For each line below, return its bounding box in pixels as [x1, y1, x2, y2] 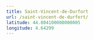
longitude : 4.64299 [6, 25, 54, 31]
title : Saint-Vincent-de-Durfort [6, 8, 89, 15]
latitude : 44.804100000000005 [6, 19, 81, 25]
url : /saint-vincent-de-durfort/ [6, 14, 89, 20]
